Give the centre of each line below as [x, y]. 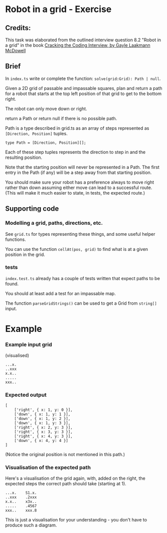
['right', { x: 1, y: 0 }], [43, 410]
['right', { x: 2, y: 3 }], [43, 427]
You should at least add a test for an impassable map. [61, 293]
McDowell [16, 51]
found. [12, 284]
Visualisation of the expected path [48, 467]
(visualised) [17, 356]
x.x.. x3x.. [21, 501]
